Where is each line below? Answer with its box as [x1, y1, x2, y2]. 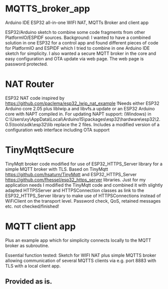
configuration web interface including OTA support [5, 127, 110, 133]
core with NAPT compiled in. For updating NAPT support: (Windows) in [5, 111, 151, 117]
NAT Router [5, 78, 54, 90]
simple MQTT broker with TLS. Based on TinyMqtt [5, 166, 108, 172]
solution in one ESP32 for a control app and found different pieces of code [5, 39, 158, 45]
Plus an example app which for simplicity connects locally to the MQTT [5, 237, 151, 243]
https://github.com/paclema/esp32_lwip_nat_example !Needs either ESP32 [5, 100, 159, 106]
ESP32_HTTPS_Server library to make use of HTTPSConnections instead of [5, 193, 161, 199]
